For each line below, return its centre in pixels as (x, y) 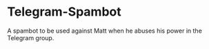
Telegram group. (31, 37)
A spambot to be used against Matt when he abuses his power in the (104, 31)
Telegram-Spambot (64, 12)
